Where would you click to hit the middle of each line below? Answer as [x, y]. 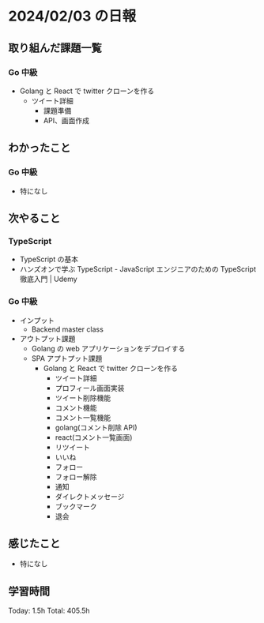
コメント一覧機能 [83, 417]
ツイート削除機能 [83, 398]
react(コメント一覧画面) [94, 437]
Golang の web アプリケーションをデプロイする [108, 348]
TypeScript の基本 [49, 259]
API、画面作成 [66, 120]
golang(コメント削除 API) [96, 427]
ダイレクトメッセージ [90, 496]
